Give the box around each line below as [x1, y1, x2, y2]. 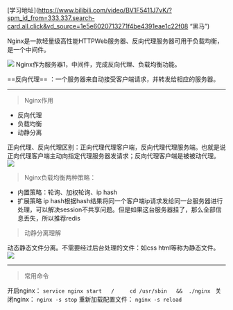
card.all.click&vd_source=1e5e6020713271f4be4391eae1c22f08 [7, 22, 189, 30]
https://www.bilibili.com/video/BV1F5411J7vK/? [37, 6, 172, 14]
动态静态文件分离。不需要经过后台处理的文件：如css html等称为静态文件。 [7, 243, 220, 252]
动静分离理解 [24, 229, 61, 237]
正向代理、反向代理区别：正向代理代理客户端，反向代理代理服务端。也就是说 [7, 143, 226, 151]
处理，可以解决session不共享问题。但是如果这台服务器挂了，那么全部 [17, 205, 216, 214]
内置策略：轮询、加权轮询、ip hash [17, 188, 118, 196]
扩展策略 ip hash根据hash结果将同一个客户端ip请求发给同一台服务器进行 [17, 197, 223, 205]
